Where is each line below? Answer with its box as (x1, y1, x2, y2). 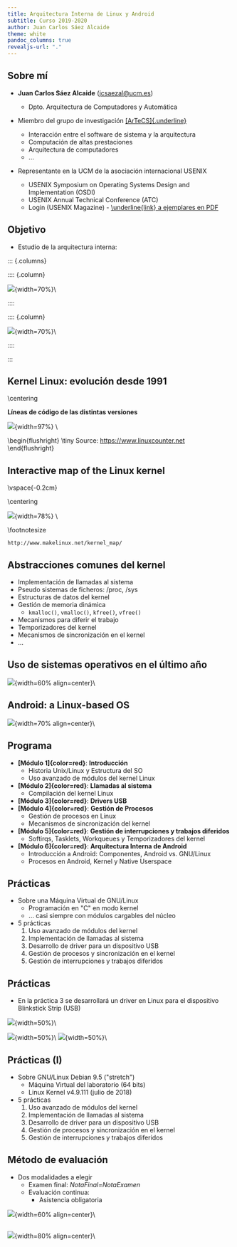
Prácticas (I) (7, 1054, 63, 1066)
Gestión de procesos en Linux (28, 811, 116, 820)
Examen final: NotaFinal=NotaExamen (28, 1180, 141, 1189)
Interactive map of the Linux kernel (7, 464, 165, 477)
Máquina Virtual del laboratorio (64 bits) (28, 1080, 146, 1089)
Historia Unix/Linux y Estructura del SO (28, 766, 143, 774)
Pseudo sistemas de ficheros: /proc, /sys (17, 585, 138, 594)
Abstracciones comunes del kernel (7, 559, 166, 571)
